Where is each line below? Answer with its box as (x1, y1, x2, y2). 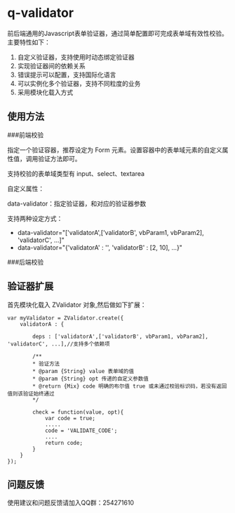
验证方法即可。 (37, 154, 81, 163)
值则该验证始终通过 (7, 390, 55, 397)
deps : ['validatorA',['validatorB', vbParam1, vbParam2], (32, 333, 209, 340)
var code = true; (44, 414, 96, 422)
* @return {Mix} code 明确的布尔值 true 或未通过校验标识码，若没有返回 (32, 382, 227, 390)
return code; (44, 439, 83, 446)
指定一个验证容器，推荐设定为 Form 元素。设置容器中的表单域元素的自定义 (7, 146, 222, 154)
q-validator (7, 5, 74, 21)
